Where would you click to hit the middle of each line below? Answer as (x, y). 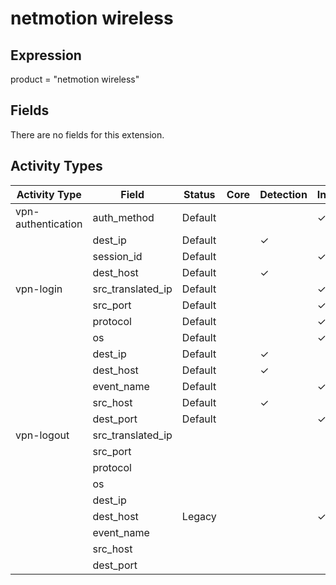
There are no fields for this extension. (87, 134)
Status (199, 194)
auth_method (123, 217)
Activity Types (56, 166)
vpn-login (39, 289)
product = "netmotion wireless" (75, 79)
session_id (117, 256)
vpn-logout (42, 435)
